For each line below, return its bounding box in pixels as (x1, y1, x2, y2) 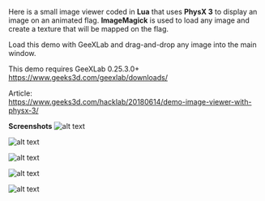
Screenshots (8, 122, 53, 130)
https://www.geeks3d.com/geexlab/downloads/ (8, 73, 169, 82)
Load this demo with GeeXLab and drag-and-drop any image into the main (8, 40, 257, 49)
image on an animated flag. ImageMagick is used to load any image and (8, 15, 250, 25)
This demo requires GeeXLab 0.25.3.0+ (8, 64, 140, 74)
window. (8, 49, 36, 58)
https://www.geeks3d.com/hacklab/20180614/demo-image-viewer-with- (8, 97, 252, 106)
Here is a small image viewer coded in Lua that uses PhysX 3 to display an (8, 7, 258, 16)
